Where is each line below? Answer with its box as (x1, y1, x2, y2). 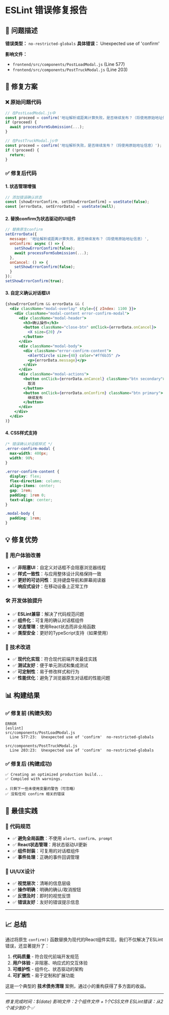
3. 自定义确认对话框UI (5, 290, 50, 296)
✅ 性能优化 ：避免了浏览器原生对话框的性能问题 (12, 675, 111, 681)
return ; (10, 152, 26, 158)
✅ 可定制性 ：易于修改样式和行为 (12, 669, 79, 675)
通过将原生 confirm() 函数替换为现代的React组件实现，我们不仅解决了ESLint (5, 936, 163, 943)
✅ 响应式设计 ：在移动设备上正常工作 (12, 583, 89, 589)
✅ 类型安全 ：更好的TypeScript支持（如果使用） (12, 630, 111, 636)
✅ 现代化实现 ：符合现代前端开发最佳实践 (12, 656, 97, 662)
